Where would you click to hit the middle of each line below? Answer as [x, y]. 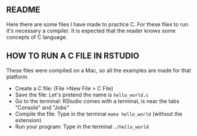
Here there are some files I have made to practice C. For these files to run [97, 24]
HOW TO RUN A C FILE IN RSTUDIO [73, 56]
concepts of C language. [37, 37]
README [23, 10]
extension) [28, 120]
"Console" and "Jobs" [42, 107]
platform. [17, 77]
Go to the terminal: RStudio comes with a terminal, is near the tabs [97, 101]
